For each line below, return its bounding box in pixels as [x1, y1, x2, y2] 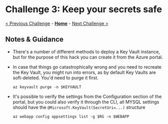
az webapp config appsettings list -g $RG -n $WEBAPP [12, 114, 129, 119]
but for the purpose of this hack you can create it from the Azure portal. [12, 54, 163, 60]
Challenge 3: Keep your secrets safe [5, 4, 162, 15]
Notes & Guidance [5, 35, 64, 44]
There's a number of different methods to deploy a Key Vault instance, [12, 48, 160, 54]
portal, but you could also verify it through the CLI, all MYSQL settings [12, 99, 159, 105]
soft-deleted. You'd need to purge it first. [12, 75, 99, 81]
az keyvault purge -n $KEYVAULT [12, 84, 81, 89]
